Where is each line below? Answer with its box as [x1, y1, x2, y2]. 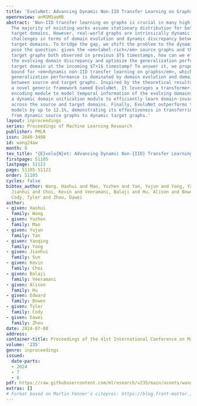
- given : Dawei [6, 314, 43, 320]
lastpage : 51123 [6, 162, 46, 167]
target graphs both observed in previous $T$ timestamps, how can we [11, 52, 185, 58]
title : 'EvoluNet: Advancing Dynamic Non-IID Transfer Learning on [6, 8, 175, 15]
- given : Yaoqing [6, 238, 49, 244]
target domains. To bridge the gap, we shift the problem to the [11, 42, 175, 48]
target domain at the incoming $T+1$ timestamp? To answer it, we [11, 63, 177, 69]
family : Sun [11, 254, 41, 260]
